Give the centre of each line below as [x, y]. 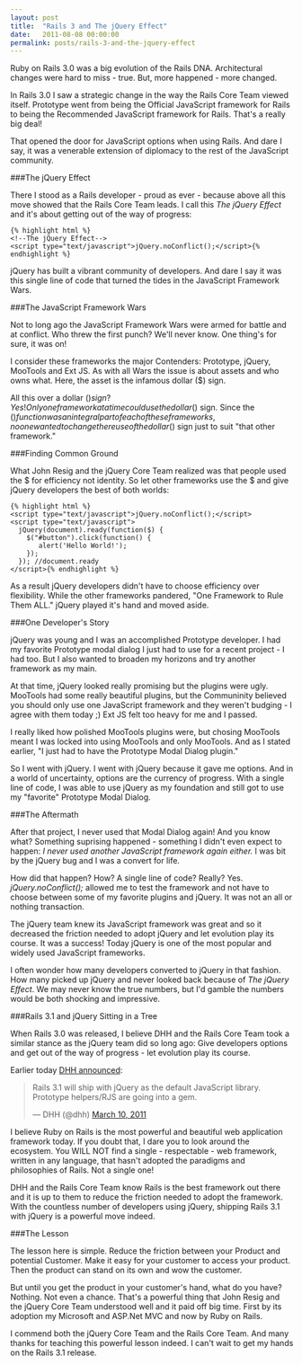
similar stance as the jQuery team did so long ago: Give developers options [149, 1043]
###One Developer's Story [60, 623]
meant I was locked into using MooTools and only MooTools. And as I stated [151, 741]
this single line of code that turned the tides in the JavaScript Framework [145, 280]
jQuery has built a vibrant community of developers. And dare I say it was [146, 271]
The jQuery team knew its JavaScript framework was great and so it [136, 924]
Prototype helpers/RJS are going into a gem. [115, 1097]
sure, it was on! [39, 344]
